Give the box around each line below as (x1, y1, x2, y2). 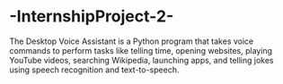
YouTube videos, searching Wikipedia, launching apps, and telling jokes (9, 55, 274, 65)
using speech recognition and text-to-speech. (9, 64, 180, 75)
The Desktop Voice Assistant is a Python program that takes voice (9, 36, 254, 46)
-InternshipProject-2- (9, 6, 174, 27)
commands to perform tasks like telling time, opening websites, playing (9, 45, 272, 55)
